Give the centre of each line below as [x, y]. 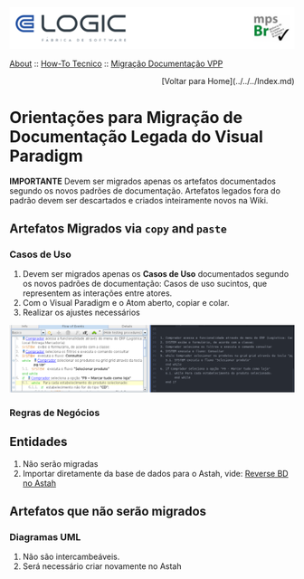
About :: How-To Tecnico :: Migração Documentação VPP [116, 63]
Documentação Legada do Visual [137, 137]
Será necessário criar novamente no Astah [102, 566]
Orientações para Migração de [126, 118]
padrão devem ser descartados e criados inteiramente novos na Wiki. [139, 200]
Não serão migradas [60, 463]
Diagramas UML [45, 537]
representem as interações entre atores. [97, 293]
